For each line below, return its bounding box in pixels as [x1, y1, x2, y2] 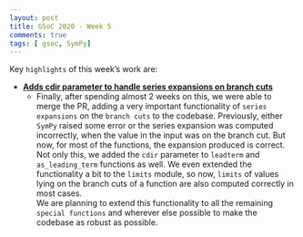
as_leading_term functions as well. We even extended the [35, 159, 252, 170]
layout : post [9, 13, 59, 23]
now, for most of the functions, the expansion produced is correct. [35, 139, 286, 150]
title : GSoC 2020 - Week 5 [9, 22, 112, 31]
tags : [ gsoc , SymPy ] [9, 38, 92, 48]
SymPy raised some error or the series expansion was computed [35, 120, 274, 131]
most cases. [35, 188, 83, 199]
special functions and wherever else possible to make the [35, 207, 258, 219]
